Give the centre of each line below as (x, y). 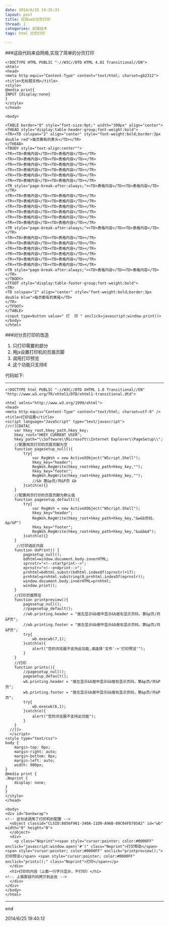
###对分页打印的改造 (27, 335)
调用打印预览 (26, 358)
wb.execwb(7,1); (49, 639)
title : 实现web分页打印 (28, 19)
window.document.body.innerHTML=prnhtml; (67, 581)
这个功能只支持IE (30, 365)
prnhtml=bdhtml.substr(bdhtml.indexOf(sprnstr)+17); (80, 572)
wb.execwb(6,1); (49, 707)
